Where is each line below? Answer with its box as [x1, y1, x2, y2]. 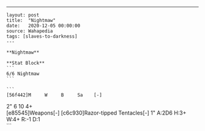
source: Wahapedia [6, 28, 53, 34]
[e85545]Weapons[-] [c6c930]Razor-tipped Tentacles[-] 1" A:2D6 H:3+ [6, 109, 187, 116]
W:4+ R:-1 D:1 [6, 116, 41, 122]
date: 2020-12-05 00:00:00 [6, 23, 81, 29]
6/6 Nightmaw [6, 71, 40, 77]
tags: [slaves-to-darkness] [6, 34, 78, 40]
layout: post [6, 12, 40, 18]
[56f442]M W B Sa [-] [6, 92, 103, 98]
